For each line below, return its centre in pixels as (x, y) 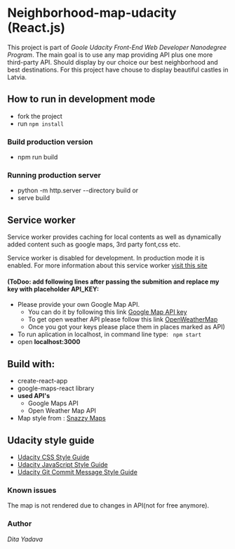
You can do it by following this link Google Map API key (107, 312)
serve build (34, 198)
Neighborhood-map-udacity (92, 13)
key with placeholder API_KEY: (53, 289)
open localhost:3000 (49, 342)
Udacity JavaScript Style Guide (62, 464)
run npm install (41, 124)
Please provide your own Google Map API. (79, 305)
